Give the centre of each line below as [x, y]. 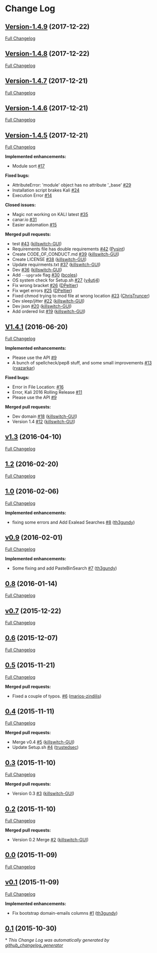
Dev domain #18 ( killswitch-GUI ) [45, 416]
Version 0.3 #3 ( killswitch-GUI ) [43, 793]
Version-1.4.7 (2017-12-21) [46, 81]
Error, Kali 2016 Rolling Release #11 [47, 392]
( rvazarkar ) [23, 368]
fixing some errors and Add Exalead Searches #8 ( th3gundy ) [74, 522]
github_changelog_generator [34, 945]
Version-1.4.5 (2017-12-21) [47, 135]
